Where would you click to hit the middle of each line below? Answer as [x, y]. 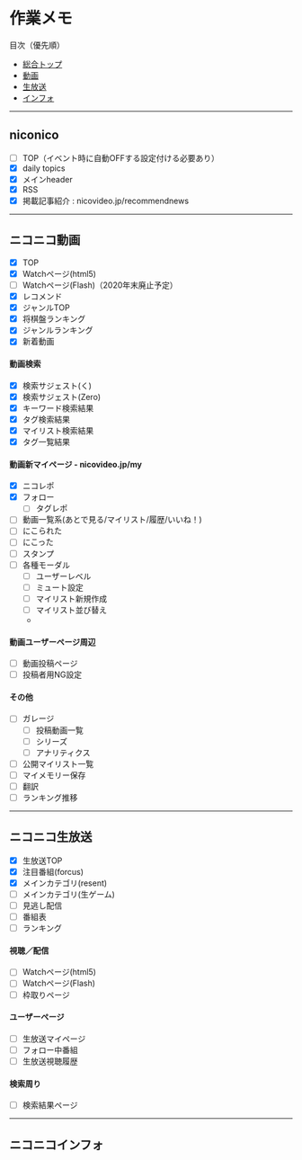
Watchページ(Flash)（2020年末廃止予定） [100, 285]
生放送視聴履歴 [50, 1061]
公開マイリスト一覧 [58, 763]
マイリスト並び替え [71, 610]
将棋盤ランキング [54, 319]
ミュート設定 [59, 587]
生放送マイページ [54, 1039]
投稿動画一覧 [59, 730]
